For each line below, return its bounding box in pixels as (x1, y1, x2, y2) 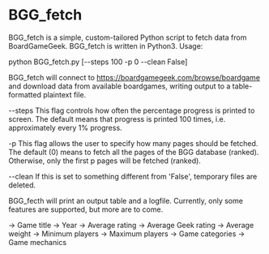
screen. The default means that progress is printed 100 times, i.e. (8, 114, 226, 123)
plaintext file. (43, 89, 87, 99)
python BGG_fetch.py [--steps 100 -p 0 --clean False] (8, 57, 188, 67)
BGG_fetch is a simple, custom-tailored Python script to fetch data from (8, 32, 247, 42)
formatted (8, 89, 42, 99)
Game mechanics (8, 237, 67, 247)
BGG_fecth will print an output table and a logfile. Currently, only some (8, 196, 243, 205)
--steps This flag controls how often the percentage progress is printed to (8, 105, 255, 115)
